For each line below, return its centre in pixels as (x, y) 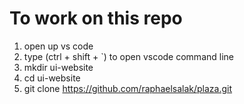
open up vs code (58, 46)
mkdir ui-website (58, 67)
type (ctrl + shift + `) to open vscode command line (128, 56)
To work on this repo (96, 18)
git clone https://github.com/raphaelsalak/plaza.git (128, 88)
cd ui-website (52, 78)
